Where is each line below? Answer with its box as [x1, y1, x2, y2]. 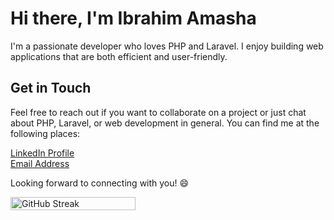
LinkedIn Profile [10, 147, 75, 159]
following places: [10, 127, 81, 139]
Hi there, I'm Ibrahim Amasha [10, 7, 257, 30]
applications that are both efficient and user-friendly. [10, 50, 228, 62]
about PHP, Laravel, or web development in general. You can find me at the [10, 117, 320, 129]
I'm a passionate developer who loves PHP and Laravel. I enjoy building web [10, 40, 324, 52]
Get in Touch [10, 80, 92, 97]
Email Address [10, 157, 70, 169]
